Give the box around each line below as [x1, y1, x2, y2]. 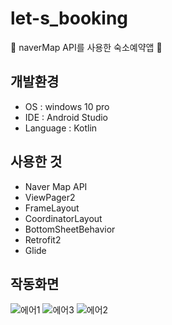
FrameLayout [24, 202, 80, 214]
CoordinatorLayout [24, 212, 103, 224]
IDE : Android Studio [24, 111, 109, 123]
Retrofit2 [24, 233, 62, 246]
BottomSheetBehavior [24, 223, 116, 235]
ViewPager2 [24, 191, 76, 203]
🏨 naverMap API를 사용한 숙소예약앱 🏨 [10, 41, 163, 53]
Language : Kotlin [24, 122, 98, 134]
